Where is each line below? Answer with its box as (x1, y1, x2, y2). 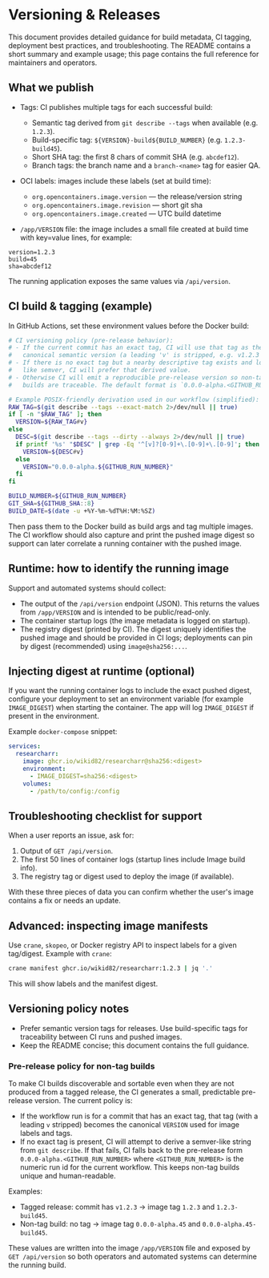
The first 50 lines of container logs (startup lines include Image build (19, 854, 246, 864)
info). (19, 863, 38, 873)
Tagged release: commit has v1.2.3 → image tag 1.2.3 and (19, 1202, 215, 1212)
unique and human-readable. (19, 1171, 116, 1181)
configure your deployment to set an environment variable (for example (8, 694, 244, 704)
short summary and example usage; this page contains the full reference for (8, 49, 259, 59)
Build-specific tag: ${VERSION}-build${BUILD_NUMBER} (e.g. (31, 135, 223, 144)
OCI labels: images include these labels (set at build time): (19, 176, 212, 185)
